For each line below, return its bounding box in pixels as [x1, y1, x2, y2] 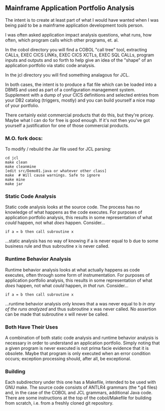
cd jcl [5, 155, 19, 161]
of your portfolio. [5, 102, 39, 108]
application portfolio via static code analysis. [5, 62, 96, 68]
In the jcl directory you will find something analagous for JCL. [5, 72, 130, 78]
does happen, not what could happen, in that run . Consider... [5, 282, 129, 288]
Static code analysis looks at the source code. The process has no [5, 204, 140, 210]
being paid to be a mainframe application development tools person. [5, 22, 144, 28]
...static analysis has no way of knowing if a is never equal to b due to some [5, 238, 159, 244]
